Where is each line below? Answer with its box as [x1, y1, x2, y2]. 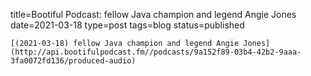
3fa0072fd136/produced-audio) [10, 56, 137, 66]
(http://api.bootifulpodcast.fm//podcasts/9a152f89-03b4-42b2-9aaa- [10, 47, 302, 57]
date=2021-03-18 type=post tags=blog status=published [10, 19, 245, 31]
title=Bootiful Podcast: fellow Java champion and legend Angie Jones [10, 9, 297, 20]
